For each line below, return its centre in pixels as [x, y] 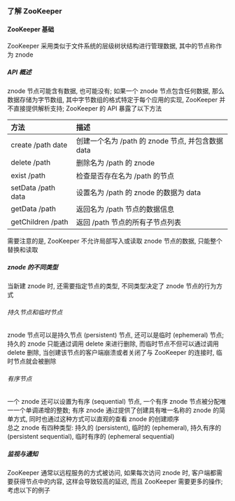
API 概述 [19, 72]
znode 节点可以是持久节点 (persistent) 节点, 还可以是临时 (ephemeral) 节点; [116, 335]
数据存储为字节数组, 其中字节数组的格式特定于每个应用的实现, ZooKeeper [113, 100]
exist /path [28, 176]
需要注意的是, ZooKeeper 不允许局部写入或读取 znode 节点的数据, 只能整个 [115, 241]
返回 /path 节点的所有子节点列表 [129, 223]
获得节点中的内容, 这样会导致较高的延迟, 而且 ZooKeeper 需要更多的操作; [118, 481]
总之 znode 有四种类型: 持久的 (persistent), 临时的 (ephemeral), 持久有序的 [114, 428]
